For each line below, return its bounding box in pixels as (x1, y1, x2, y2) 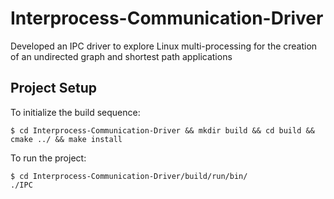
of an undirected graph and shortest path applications (10, 50, 233, 62)
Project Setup (10, 80, 98, 97)
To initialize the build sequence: (10, 106, 141, 118)
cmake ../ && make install (10, 134, 123, 144)
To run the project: (10, 152, 87, 164)
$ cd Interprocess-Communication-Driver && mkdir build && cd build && (10, 125, 315, 136)
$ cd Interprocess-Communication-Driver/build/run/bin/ (10, 171, 248, 181)
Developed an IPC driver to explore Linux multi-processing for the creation (10, 40, 318, 52)
